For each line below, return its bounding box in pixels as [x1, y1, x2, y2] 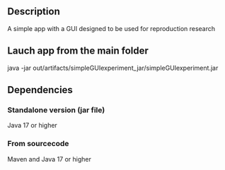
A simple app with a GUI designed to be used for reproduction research [7, 24, 216, 32]
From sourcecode [7, 139, 69, 149]
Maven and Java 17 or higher [7, 154, 92, 163]
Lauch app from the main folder [7, 45, 149, 57]
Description [7, 6, 60, 18]
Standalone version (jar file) [7, 105, 105, 115]
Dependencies [7, 84, 73, 96]
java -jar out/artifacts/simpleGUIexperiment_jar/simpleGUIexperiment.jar [7, 63, 219, 72]
